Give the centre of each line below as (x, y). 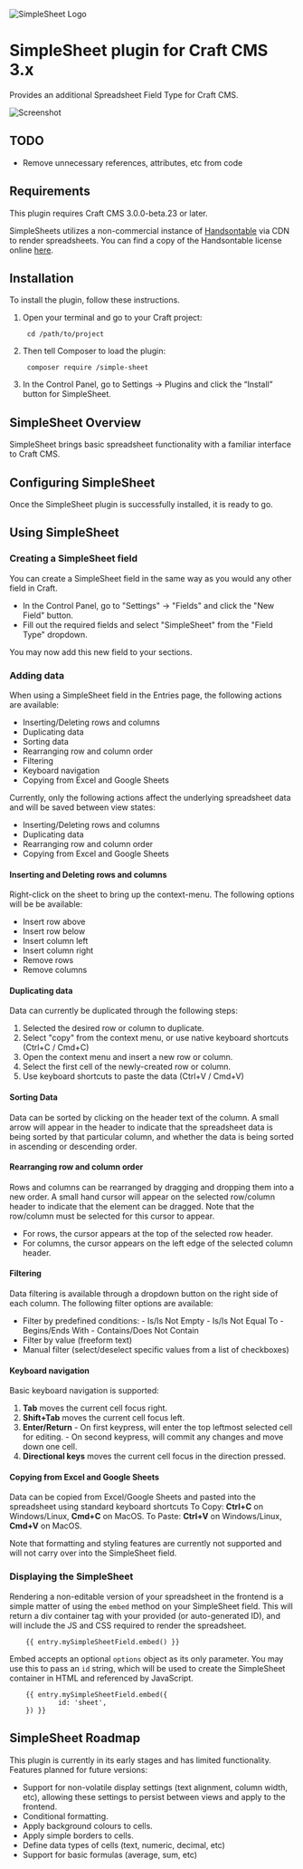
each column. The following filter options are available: (112, 1303)
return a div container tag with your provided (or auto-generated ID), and (145, 1615)
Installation (42, 278)
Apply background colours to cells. (88, 1826)
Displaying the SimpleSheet (71, 1576)
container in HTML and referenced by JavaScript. (102, 1678)
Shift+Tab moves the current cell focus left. (104, 1418)
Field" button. (48, 615)
